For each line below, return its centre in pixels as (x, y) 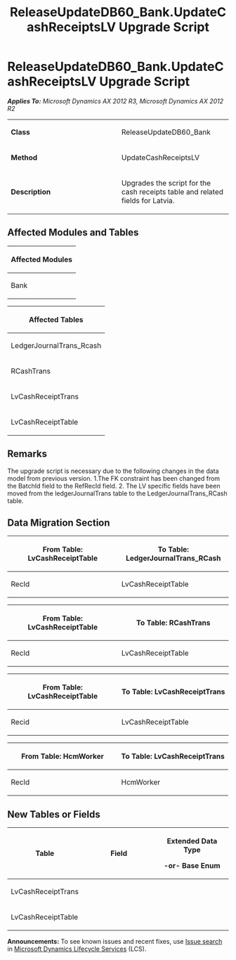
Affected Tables (56, 319)
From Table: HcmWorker (62, 756)
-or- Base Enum (192, 866)
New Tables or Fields (54, 814)
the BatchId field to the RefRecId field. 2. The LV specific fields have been (114, 486)
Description (31, 192)
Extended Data (192, 841)
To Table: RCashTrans (173, 623)
